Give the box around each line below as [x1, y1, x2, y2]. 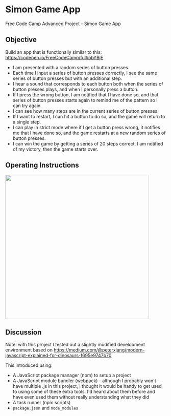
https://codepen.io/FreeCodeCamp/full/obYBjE [5, 54, 104, 60]
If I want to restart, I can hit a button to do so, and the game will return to [12, 113, 165, 119]
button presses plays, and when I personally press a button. [12, 86, 139, 92]
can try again [12, 102, 41, 109]
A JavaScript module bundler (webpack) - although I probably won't [12, 378, 157, 384]
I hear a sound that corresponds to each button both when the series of [12, 80, 163, 87]
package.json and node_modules [12, 405, 79, 411]
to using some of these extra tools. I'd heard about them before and [12, 388, 155, 395]
